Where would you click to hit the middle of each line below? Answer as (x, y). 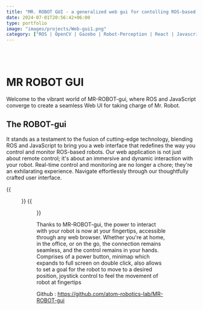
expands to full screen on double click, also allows (99, 263)
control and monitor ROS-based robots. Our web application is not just (94, 152)
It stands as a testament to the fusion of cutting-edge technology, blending (100, 139)
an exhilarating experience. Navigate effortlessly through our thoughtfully (98, 171)
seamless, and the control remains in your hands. (98, 250)
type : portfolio (27, 23)
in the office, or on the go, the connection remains (99, 244)
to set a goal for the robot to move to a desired (94, 269)
